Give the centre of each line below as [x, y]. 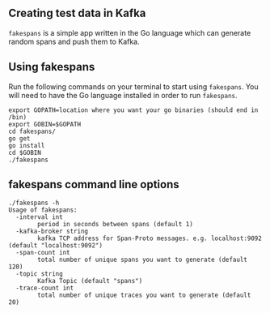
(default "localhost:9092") [56, 246]
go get [19, 138]
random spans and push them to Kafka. [74, 41]
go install [27, 145]
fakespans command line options [94, 184]
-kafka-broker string [52, 232]
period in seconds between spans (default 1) [116, 225]
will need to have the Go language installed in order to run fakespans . [123, 95]
